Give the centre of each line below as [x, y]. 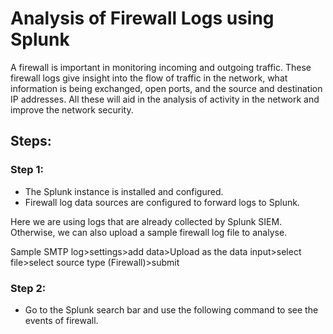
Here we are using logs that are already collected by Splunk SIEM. [146, 221]
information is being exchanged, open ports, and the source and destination [166, 88]
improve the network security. [72, 109]
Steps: [31, 141]
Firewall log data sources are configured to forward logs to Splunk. [162, 202]
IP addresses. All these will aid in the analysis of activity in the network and [165, 99]
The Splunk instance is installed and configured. [124, 191]
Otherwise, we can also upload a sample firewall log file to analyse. [149, 232]
